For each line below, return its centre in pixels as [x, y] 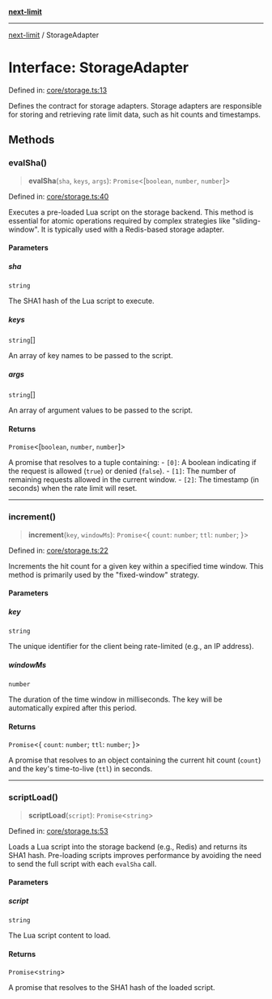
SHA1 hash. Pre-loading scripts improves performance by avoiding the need [135, 855]
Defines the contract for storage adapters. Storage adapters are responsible [135, 105]
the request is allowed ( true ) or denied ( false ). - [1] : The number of [122, 471]
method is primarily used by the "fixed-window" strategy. [104, 574]
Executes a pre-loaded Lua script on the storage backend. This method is [131, 212]
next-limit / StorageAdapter [54, 35]
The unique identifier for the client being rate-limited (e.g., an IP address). [131, 647]
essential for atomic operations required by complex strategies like [119, 220]
